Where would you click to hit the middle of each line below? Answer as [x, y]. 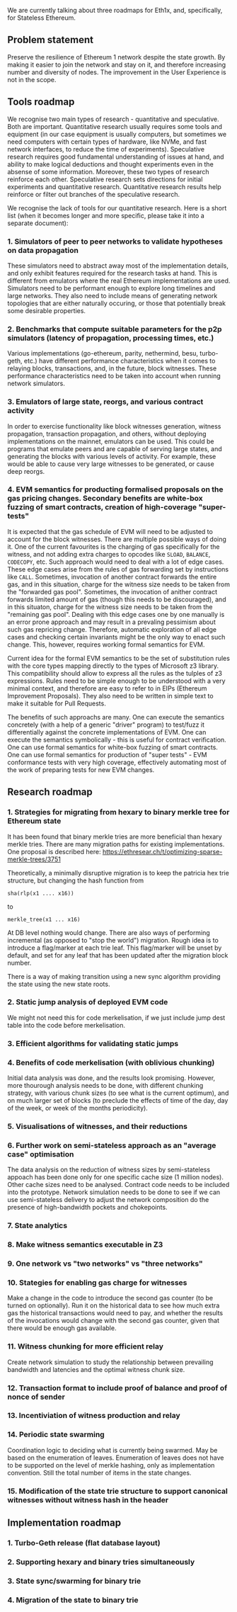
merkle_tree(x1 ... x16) [44, 919]
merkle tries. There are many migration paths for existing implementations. [116, 844]
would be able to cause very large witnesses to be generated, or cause [111, 464]
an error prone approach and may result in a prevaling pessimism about [111, 622]
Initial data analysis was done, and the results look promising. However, [111, 1078]
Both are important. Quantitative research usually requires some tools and [115, 126]
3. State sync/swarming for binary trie [74, 1581]
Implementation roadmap [64, 1523]
